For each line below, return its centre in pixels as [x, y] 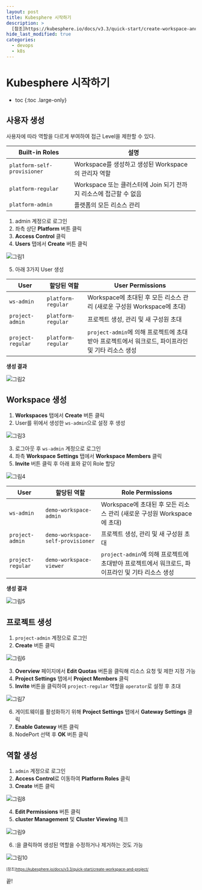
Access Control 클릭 [40, 236]
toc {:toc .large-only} [41, 100]
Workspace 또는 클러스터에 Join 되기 [124, 185]
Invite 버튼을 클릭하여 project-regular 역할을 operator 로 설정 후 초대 [98, 686]
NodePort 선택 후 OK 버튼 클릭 [51, 734]
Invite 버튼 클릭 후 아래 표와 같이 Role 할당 [65, 464]
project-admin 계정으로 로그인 [51, 638]
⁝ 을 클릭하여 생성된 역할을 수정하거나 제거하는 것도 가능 [79, 845]
